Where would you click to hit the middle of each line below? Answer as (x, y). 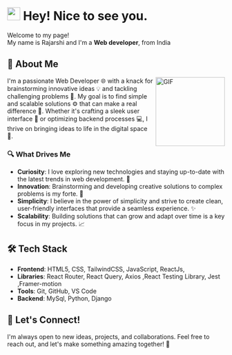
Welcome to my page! (38, 35)
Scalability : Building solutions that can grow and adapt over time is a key (121, 216)
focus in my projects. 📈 (51, 224)
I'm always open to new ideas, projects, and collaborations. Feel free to (108, 336)
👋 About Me (33, 64)
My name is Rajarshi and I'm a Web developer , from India (89, 42)
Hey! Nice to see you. (86, 16)
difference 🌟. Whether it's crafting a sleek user (74, 111)
